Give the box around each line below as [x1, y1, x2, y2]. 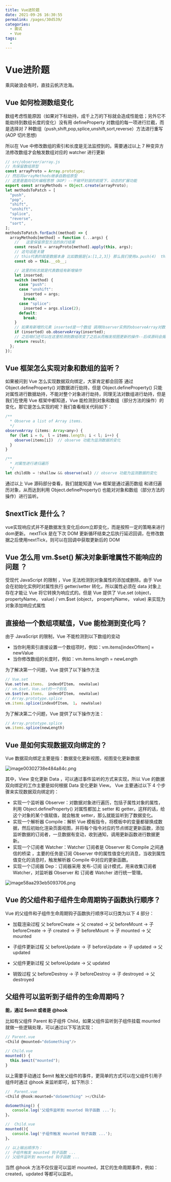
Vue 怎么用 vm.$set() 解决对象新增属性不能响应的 [5, 553, 162, 562]
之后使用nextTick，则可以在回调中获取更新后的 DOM [9, 536, 120, 543]
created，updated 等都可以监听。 [5, 1171, 76, 1177]
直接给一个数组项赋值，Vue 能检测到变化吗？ [5, 619, 148, 627]
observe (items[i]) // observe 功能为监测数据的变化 [14, 438, 121, 443]
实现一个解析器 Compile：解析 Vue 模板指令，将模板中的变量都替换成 [12, 819, 159, 825]
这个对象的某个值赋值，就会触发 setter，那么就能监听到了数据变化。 [12, 812, 156, 818]
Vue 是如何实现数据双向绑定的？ [5, 741, 107, 749]
